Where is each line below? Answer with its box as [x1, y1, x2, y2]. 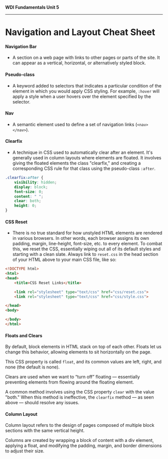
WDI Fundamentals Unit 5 [5, 5, 59, 10]
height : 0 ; [14, 203, 37, 208]
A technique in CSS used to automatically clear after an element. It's [12, 149, 153, 155]
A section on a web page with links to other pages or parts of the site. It [12, 55, 160, 61]
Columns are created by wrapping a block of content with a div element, [5, 437, 154, 443]
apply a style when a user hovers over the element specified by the [12, 93, 151, 100]
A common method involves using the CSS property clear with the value [5, 389, 154, 395]
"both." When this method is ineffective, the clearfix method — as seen [5, 394, 154, 400]
